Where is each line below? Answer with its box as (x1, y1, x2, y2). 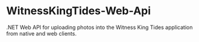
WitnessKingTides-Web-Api (6, 4, 151, 18)
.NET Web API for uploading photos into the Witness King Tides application (6, 24, 193, 31)
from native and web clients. (6, 30, 77, 37)
